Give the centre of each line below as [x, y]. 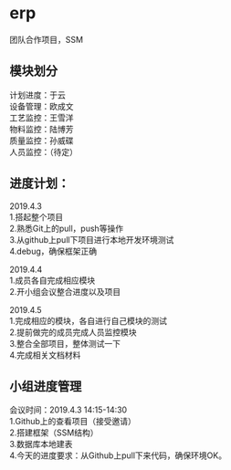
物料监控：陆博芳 [42, 129]
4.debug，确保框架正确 [53, 251]
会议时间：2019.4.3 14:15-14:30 [68, 410]
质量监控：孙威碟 [42, 141]
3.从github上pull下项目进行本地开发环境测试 [92, 239]
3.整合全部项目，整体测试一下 [65, 343]
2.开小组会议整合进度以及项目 [65, 291]
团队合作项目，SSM [47, 39]
